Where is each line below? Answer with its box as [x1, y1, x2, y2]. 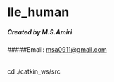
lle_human [7, 4, 70, 20]
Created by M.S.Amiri [7, 27, 72, 36]
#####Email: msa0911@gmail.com [7, 46, 107, 54]
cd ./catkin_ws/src [7, 67, 61, 76]
